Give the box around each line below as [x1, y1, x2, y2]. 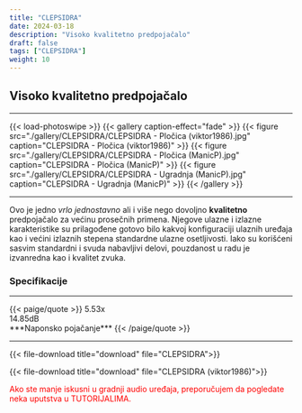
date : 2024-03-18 [9, 22, 75, 31]
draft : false [9, 38, 58, 48]
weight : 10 [9, 55, 50, 64]
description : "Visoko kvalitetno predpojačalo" [9, 30, 191, 39]
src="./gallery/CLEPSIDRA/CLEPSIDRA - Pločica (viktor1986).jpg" [9, 130, 251, 141]
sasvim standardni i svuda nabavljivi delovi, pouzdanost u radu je [9, 243, 250, 253]
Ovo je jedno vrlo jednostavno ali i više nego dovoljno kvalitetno [9, 204, 248, 215]
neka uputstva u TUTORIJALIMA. [9, 393, 132, 404]
